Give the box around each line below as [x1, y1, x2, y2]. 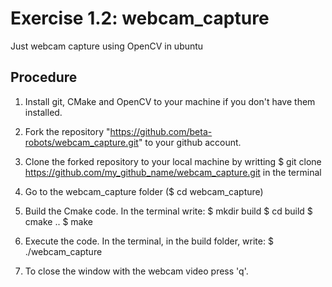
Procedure [10, 69, 78, 86]
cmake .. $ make [24, 215, 93, 227]
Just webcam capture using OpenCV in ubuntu [10, 40, 204, 52]
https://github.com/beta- [109, 125, 213, 137]
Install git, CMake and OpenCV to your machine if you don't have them [24, 95, 316, 107]
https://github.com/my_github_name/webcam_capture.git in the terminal [24, 166, 322, 178]
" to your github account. [138, 136, 242, 148]
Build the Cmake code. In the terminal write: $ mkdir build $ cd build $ [24, 205, 313, 217]
